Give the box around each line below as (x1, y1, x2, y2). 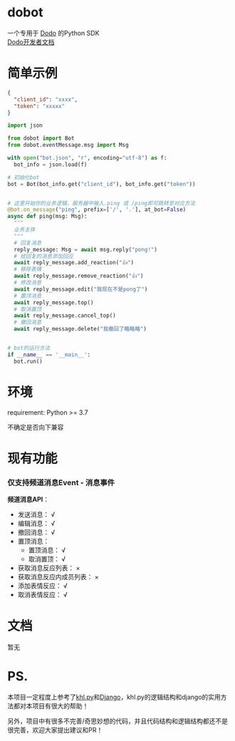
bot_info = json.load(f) (14, 161, 88, 168)
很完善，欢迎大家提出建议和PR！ (7, 725, 103, 734)
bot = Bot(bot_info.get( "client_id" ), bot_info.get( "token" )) (7, 180, 196, 187)
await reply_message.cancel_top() (14, 312, 116, 319)
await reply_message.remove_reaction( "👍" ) (14, 272, 144, 280)
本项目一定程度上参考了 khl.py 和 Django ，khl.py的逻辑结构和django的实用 (7, 693, 221, 701)
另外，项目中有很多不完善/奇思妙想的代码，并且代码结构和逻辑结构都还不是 (7, 717, 229, 725)
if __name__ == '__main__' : (7, 351, 91, 358)
